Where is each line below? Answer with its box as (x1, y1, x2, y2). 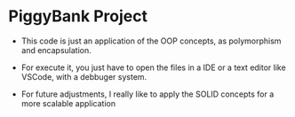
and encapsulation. (20, 44, 92, 55)
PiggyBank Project (8, 6, 148, 27)
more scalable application (20, 97, 116, 108)
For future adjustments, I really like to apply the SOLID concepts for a (20, 89, 275, 99)
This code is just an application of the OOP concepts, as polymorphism (20, 35, 282, 46)
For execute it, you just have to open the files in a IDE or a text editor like (20, 62, 286, 73)
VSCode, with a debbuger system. (20, 71, 147, 82)
